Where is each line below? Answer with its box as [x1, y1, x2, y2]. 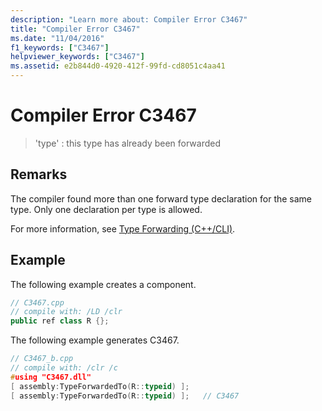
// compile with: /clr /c [10, 363, 118, 373]
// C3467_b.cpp [10, 354, 74, 364]
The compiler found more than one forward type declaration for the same [10, 192, 313, 205]
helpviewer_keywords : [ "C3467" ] [10, 52, 145, 62]
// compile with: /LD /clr [10, 307, 123, 317]
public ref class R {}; [10, 316, 110, 326]
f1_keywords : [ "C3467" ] [10, 42, 110, 53]
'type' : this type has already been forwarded [34, 137, 222, 149]
